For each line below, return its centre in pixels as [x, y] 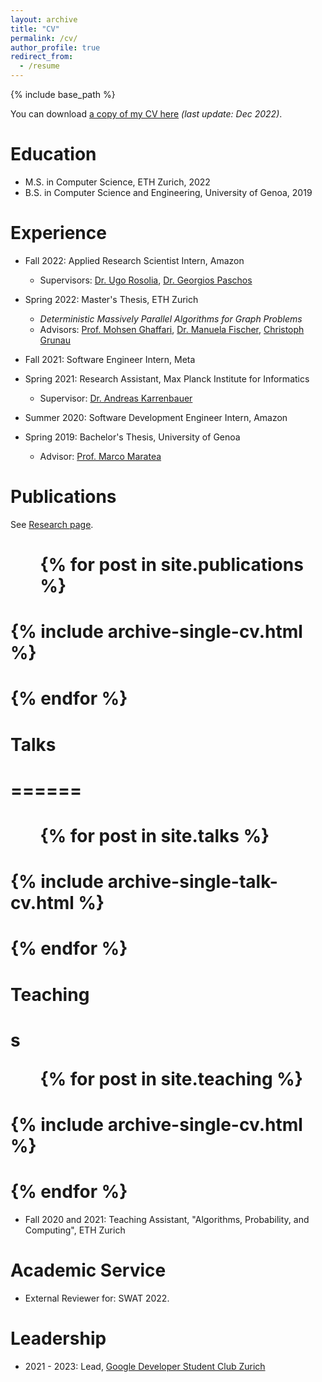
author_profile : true [55, 47]
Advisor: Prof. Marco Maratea [100, 456]
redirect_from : [42, 57]
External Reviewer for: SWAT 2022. [97, 1298]
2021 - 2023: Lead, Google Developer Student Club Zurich [145, 1366]
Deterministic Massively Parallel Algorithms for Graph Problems [171, 318]
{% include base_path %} [63, 94]
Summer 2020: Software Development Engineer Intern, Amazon [156, 417]
